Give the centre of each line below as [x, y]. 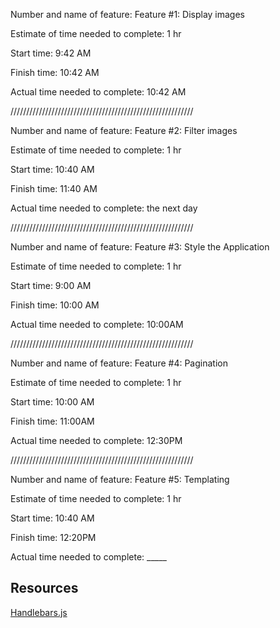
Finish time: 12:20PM [53, 537]
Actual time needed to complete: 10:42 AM [98, 92]
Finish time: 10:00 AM [55, 305]
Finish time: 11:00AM [52, 421]
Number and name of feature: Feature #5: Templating [120, 479]
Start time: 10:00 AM [52, 402]
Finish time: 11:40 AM [54, 188]
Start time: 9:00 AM [51, 285]
